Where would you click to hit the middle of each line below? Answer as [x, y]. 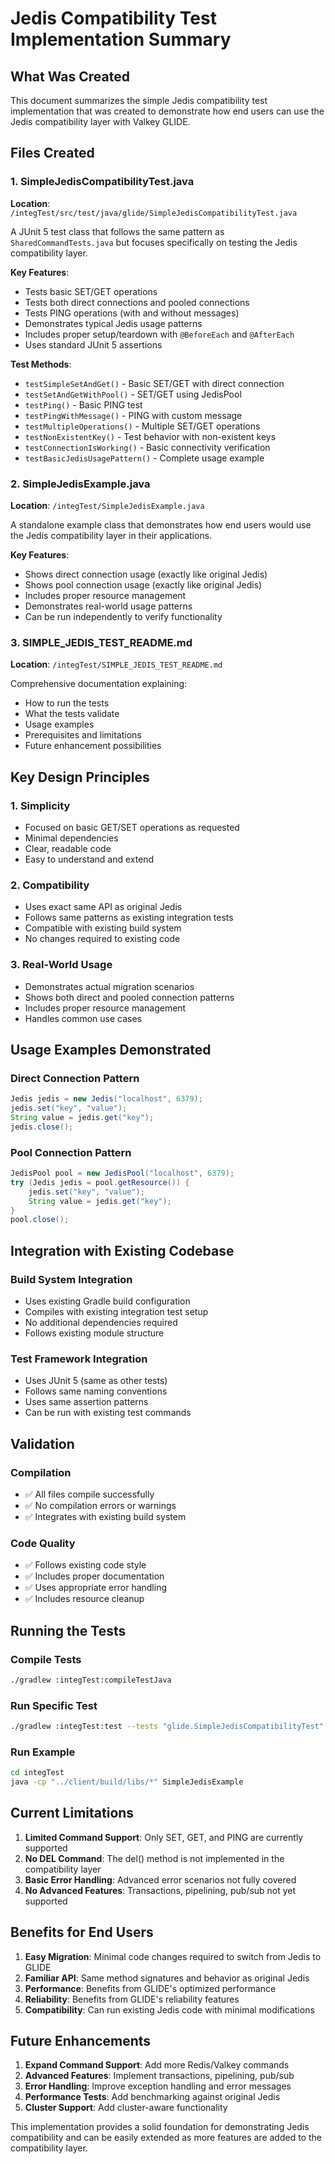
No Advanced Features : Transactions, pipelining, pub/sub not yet [160, 1890]
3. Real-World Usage [61, 965]
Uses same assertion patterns [86, 1402]
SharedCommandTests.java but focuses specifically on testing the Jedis [154, 242]
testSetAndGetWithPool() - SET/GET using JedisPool [133, 394]
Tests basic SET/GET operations [91, 291]
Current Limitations [72, 1813]
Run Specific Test [54, 1705]
